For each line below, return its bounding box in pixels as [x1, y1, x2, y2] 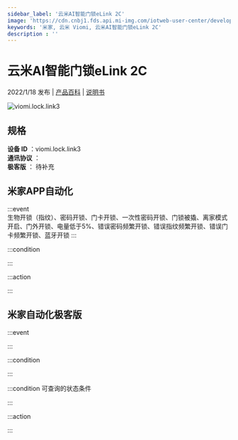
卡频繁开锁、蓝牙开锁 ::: [7, 230, 77, 239]
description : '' [7, 30, 59, 38]
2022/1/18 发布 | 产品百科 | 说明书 [7, 88, 105, 97]
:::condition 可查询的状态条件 [7, 384, 92, 392]
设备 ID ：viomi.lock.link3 [7, 145, 81, 153]
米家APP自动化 [7, 186, 73, 198]
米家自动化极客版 [7, 308, 82, 321]
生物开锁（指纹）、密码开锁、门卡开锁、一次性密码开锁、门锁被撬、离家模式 [7, 213, 228, 221]
